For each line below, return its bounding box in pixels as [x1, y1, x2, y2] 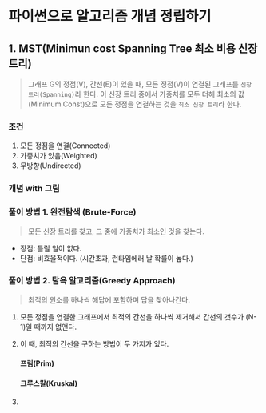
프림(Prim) [19, 359, 54, 368]
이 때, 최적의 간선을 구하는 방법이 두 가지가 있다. [19, 339, 169, 348]
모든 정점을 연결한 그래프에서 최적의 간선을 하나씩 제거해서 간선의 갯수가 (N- [19, 311, 257, 321]
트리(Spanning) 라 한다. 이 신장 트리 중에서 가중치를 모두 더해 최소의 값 [27, 90, 245, 98]
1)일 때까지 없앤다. [19, 322, 77, 331]
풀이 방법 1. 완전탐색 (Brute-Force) [8, 206, 137, 218]
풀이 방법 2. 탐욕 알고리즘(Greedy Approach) [8, 275, 176, 287]
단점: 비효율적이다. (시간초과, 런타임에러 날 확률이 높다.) [19, 253, 194, 263]
